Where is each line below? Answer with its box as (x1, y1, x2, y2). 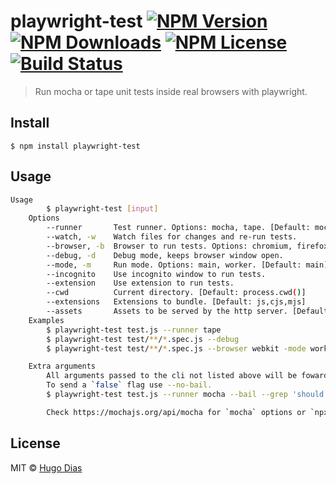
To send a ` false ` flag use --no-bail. (46, 380, 213, 390)
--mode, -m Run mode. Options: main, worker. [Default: (46, 260, 302, 270)
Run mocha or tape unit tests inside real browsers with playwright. (34, 85, 308, 97)
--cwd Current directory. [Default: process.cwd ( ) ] (46, 288, 307, 298)
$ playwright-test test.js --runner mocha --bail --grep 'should (46, 390, 325, 400)
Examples (28, 315, 65, 325)
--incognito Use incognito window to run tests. (46, 269, 267, 279)
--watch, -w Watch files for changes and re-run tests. (46, 232, 298, 242)
